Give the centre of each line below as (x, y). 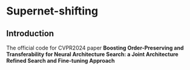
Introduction (30, 33)
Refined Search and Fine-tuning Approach (61, 61)
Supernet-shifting (52, 11)
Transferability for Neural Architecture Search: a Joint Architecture (92, 54)
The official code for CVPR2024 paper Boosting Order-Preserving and (95, 48)
